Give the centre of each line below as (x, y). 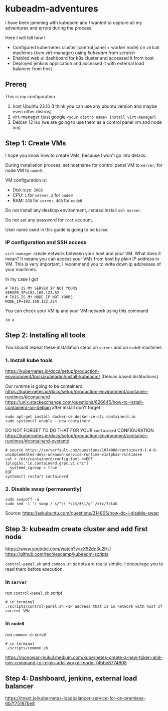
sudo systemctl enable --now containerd (48, 421)
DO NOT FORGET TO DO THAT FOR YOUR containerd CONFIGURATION (79, 430)
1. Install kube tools (29, 360)
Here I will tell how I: (26, 38)
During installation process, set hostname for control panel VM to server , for (84, 165)
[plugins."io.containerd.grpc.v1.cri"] (47, 463)
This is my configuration (30, 96)
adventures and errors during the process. (49, 28)
